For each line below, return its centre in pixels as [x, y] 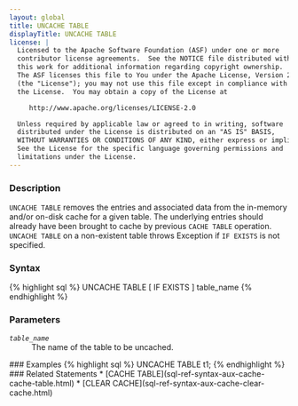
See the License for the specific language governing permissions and [150, 149]
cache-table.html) [42, 383]
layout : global [37, 17]
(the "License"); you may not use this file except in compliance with [153, 84]
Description [35, 187]
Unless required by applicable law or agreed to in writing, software [150, 124]
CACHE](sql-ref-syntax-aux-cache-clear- [188, 383]
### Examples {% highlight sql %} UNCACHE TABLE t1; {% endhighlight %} [147, 364]
